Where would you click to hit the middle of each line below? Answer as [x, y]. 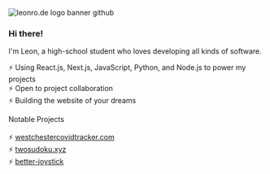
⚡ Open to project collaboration [61, 89]
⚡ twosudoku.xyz [37, 150]
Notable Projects [37, 120]
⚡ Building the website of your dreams [72, 101]
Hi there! [26, 33]
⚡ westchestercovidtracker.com [62, 137]
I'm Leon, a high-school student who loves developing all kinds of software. [135, 51]
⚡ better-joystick [36, 162]
